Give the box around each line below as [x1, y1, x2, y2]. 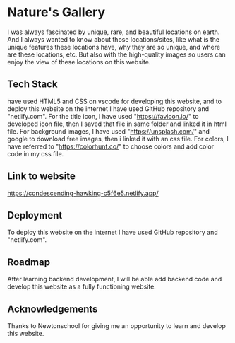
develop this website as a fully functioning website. [7, 282, 157, 291]
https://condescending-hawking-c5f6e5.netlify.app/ [7, 189, 159, 197]
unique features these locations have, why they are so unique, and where [7, 42, 221, 51]
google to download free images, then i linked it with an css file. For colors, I [7, 134, 229, 143]
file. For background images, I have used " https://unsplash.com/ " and [7, 127, 210, 135]
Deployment [7, 209, 63, 221]
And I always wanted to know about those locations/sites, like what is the [7, 35, 220, 43]
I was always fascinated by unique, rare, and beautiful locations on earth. [7, 28, 220, 36]
